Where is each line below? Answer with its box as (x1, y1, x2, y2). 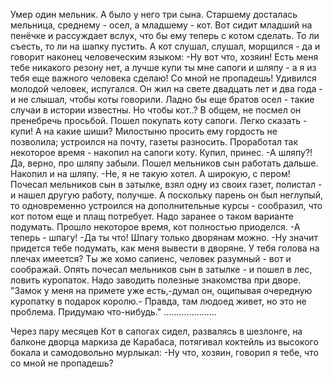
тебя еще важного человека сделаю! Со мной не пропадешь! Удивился (10, 72, 317, 84)
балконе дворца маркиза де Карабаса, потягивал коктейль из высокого (10, 336, 319, 348)
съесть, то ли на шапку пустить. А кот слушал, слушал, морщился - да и (10, 40, 321, 52)
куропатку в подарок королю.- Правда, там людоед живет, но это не (10, 295, 307, 307)
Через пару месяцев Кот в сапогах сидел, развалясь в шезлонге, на (10, 325, 303, 337)
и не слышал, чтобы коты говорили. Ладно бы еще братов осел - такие (10, 94, 315, 105)
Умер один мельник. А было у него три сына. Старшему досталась (10, 9, 298, 20)
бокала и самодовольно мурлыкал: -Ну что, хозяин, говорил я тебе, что (10, 347, 319, 358)
